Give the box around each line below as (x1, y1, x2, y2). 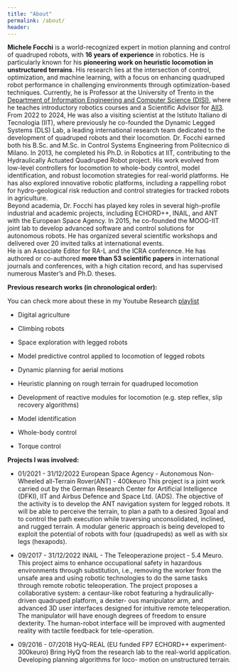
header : (7, 23, 31, 31)
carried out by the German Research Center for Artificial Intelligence (17, 484, 218, 493)
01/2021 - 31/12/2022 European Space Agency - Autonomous (17, 469, 198, 478)
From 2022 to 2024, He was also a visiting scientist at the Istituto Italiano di (7, 111, 227, 119)
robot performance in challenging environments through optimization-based (7, 81, 230, 89)
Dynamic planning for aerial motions (17, 366, 124, 374)
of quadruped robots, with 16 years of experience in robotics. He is (7, 50, 205, 59)
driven (17, 596, 37, 605)
